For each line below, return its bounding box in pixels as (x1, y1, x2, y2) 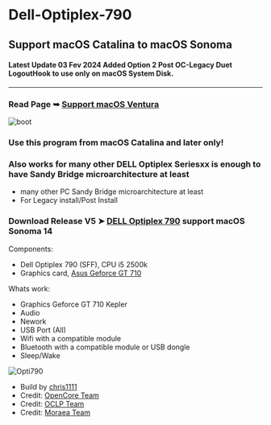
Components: (8, 244, 54, 254)
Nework (19, 316, 47, 326)
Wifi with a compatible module (19, 333, 122, 343)
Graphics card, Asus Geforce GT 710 (19, 268, 142, 278)
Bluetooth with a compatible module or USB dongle (19, 342, 190, 352)
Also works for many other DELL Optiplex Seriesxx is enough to (8, 159, 261, 170)
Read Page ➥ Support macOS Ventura (8, 98, 160, 109)
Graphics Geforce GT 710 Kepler (19, 299, 127, 309)
